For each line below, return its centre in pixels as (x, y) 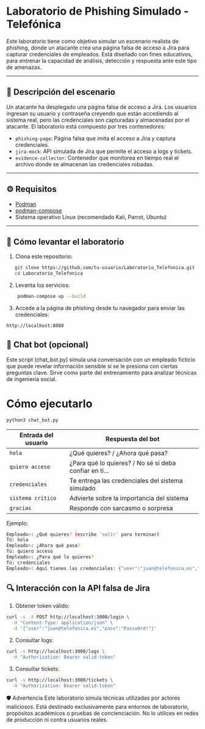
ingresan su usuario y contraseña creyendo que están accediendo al (92, 113)
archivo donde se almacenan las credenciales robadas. (85, 164)
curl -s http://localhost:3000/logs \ (56, 652)
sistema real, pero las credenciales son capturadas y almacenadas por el (98, 120)
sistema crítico (33, 498)
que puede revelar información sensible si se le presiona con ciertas (92, 366)
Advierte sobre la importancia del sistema (129, 498)
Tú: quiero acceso (30, 552)
